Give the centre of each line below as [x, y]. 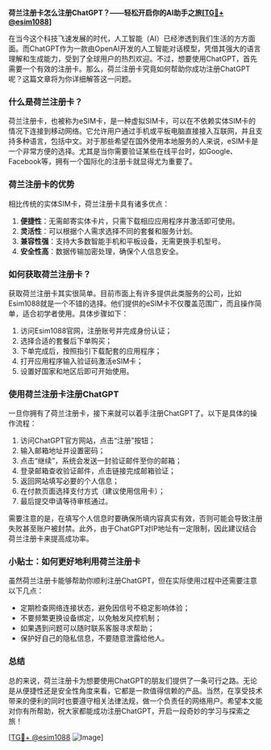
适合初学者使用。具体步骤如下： [75, 313]
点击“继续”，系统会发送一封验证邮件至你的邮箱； [101, 461]
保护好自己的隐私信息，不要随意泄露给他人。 [94, 638]
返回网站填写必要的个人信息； [69, 481]
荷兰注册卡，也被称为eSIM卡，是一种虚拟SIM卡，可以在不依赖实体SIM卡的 [132, 121]
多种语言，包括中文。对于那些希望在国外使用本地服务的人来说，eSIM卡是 [137, 142]
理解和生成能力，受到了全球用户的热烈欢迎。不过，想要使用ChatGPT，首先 [133, 59]
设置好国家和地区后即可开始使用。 [77, 371]
